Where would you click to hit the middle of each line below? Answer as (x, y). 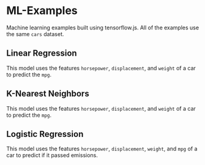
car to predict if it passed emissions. (52, 155)
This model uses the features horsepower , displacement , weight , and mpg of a (102, 149)
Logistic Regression (45, 134)
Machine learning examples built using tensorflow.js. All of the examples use (103, 28)
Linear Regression (42, 53)
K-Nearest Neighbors (48, 94)
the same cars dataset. (35, 34)
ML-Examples (42, 11)
